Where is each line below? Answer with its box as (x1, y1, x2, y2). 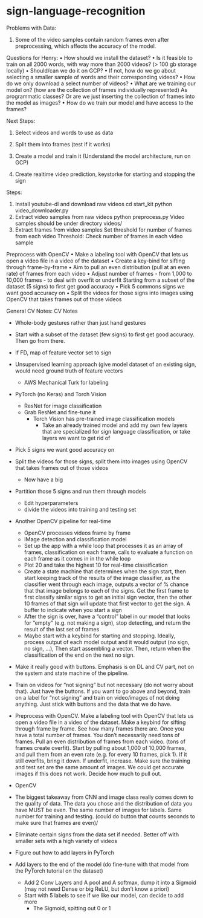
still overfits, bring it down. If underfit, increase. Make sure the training (14, 757, 190, 764)
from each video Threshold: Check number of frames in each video (14, 232, 183, 239)
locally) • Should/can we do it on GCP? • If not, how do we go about (6, 67, 176, 74)
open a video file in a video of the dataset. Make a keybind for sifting (14, 718, 186, 726)
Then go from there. (14, 337, 65, 344)
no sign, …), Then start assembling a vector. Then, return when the (24, 645, 191, 652)
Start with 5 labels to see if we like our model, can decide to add (24, 891, 184, 899)
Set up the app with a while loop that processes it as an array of (24, 542, 183, 549)
